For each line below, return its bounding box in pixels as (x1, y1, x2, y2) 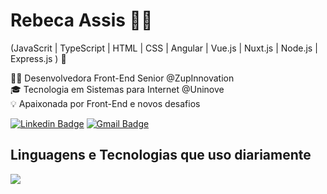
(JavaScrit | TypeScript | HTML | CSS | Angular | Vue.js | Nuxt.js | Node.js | (10, 42, 318, 54)
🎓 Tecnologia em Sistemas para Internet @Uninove (10, 83, 225, 95)
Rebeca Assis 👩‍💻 (10, 9, 153, 32)
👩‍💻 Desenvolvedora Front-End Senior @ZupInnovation (10, 72, 235, 84)
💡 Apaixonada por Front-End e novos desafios (10, 97, 201, 109)
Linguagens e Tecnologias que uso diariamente (10, 147, 312, 164)
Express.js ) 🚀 (10, 52, 67, 64)
